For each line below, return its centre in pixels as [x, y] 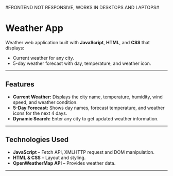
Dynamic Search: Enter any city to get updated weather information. [85, 118]
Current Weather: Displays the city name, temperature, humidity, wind [88, 97]
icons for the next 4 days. [40, 113]
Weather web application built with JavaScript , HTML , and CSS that [78, 42]
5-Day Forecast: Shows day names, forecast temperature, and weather [89, 108]
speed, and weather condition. [45, 102]
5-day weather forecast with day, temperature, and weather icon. [82, 63]
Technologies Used [37, 140]
